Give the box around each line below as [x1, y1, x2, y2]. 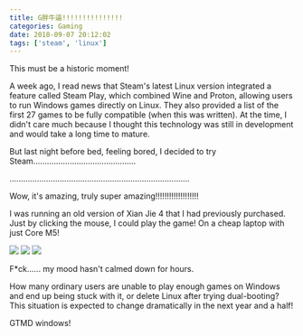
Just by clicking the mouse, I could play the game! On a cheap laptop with [9, 218, 285, 229]
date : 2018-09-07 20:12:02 [9, 30, 111, 39]
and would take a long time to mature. [9, 128, 151, 140]
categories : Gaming [9, 22, 83, 31]
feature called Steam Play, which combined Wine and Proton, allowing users [9, 90, 293, 101]
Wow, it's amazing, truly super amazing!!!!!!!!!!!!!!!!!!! [9, 191, 199, 201]
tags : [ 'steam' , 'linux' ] [9, 38, 107, 48]
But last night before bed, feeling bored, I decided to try [9, 146, 217, 157]
